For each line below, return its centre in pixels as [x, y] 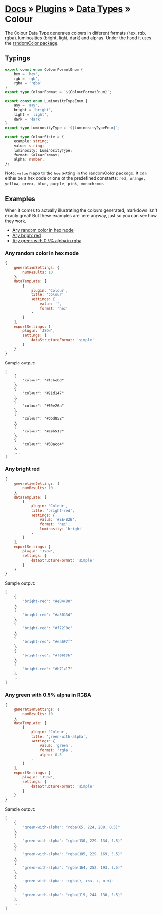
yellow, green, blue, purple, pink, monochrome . [55, 184]
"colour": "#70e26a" [43, 406]
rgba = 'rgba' [28, 83]
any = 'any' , [27, 105]
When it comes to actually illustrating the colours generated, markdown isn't [81, 210]
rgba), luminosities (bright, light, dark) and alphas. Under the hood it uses [78, 38]
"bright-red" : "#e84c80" [48, 601]
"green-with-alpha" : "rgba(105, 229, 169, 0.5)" [73, 854]
